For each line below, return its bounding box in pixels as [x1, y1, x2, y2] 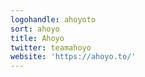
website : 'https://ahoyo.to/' [10, 52, 137, 62]
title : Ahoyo [10, 33, 65, 43]
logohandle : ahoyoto [10, 14, 97, 25]
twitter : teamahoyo [10, 42, 92, 53]
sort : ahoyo [10, 24, 60, 34]
